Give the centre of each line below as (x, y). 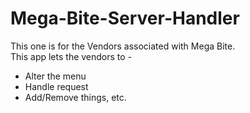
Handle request (56, 86)
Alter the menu (55, 76)
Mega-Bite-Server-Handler (125, 18)
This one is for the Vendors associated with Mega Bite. (123, 46)
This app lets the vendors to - (71, 56)
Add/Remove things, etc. (75, 97)
